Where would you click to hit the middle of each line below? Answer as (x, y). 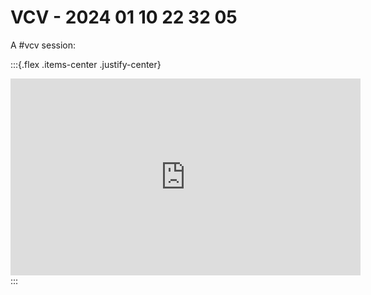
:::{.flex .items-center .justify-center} (86, 64)
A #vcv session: (43, 45)
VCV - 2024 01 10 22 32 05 (124, 17)
